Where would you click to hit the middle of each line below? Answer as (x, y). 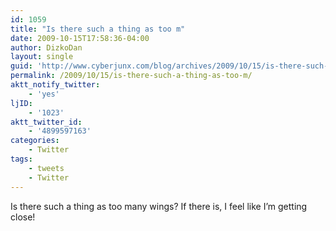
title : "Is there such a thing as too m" (98, 29)
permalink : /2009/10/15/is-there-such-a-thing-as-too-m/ (131, 76)
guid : (21, 66)
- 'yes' (44, 94)
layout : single (42, 57)
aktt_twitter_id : (46, 122)
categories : (35, 141)
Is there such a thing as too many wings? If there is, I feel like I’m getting (159, 206)
